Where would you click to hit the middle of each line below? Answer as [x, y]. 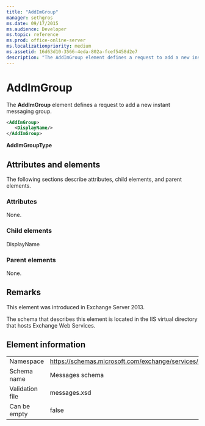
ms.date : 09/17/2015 [33, 23]
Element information [46, 345]
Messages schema [77, 375]
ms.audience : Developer [37, 29]
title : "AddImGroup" [33, 12]
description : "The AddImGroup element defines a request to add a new [98, 57]
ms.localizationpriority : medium [49, 46]
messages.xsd [70, 392]
